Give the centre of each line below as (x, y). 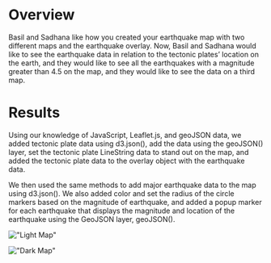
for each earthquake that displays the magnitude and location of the (122, 211)
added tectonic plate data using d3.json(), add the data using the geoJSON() (136, 144)
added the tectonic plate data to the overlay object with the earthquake (127, 161)
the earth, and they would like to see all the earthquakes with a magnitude (131, 63)
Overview (42, 15)
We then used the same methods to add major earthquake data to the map (132, 185)
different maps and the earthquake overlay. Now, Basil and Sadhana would (132, 45)
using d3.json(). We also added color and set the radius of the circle (121, 193)
